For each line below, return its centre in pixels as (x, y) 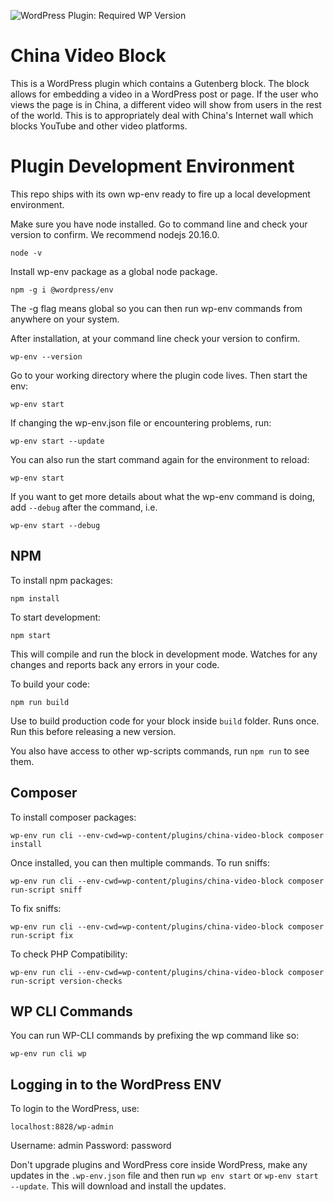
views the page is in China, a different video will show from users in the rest (166, 104)
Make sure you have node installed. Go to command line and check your (159, 224)
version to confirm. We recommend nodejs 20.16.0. (115, 234)
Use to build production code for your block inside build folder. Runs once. (165, 721)
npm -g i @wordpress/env (62, 290)
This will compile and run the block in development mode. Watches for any (164, 654)
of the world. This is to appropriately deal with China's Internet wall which (162, 115)
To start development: (56, 617)
